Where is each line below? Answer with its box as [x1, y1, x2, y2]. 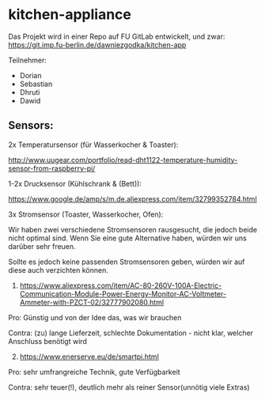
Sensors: [8, 119, 54, 132]
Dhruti [19, 87, 40, 96]
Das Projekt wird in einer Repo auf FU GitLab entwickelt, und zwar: [8, 32, 225, 41]
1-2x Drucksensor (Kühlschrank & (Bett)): [8, 179, 142, 188]
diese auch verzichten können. [8, 265, 108, 274]
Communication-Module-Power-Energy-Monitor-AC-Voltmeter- [19, 289, 227, 298]
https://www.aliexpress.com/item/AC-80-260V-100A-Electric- [19, 281, 222, 290]
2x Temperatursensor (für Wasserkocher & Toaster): [8, 140, 179, 149]
